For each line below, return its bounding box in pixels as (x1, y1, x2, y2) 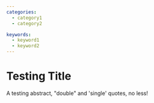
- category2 (12, 20, 43, 26)
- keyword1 (12, 37, 40, 44)
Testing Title (6, 69, 71, 83)
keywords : (6, 31, 32, 37)
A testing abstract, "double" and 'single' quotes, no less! (6, 90, 148, 97)
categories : (6, 9, 37, 15)
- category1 (12, 15, 43, 21)
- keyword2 (12, 43, 40, 49)
